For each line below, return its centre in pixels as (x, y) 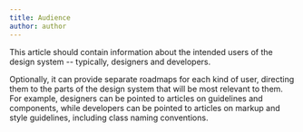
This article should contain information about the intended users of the (142, 52)
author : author (38, 26)
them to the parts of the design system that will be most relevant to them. (147, 89)
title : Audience (40, 18)
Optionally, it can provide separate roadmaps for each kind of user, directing (152, 79)
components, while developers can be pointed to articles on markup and (145, 108)
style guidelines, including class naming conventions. (109, 118)
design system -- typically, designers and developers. (110, 61)
